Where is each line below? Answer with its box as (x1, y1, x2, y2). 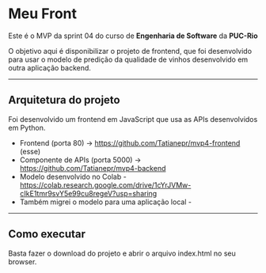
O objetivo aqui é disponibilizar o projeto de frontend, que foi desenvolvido (8, 46, 252, 55)
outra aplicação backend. (8, 63, 91, 72)
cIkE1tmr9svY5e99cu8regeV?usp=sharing (19, 188, 158, 198)
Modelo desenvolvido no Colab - (19, 172, 127, 181)
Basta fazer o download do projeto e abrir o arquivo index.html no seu (8, 248, 236, 258)
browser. (8, 256, 37, 266)
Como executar (8, 227, 85, 241)
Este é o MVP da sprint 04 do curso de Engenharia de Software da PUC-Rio (8, 31, 258, 40)
